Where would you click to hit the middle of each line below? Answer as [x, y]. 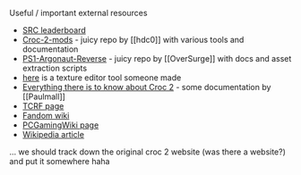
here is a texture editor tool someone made [102, 78]
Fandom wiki [46, 116]
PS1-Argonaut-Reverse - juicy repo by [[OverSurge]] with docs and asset [157, 58]
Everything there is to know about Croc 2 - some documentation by [146, 87]
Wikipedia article [53, 134]
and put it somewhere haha [60, 161]
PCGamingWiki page [60, 125]
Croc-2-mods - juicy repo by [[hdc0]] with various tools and [133, 40]
